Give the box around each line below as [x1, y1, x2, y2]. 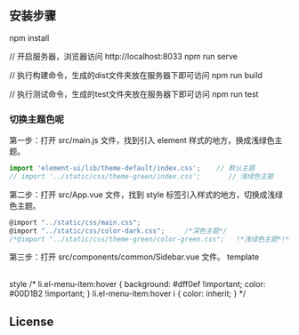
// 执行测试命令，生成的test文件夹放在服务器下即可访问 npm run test [9, 88, 259, 100]
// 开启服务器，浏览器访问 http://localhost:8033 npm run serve [9, 51, 238, 61]
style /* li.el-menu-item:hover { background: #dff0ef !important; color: [9, 279, 266, 290]
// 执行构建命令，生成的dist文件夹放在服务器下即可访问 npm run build [9, 69, 263, 80]
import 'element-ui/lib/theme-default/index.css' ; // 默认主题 [9, 164, 255, 173]
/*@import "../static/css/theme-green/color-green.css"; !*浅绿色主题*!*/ [9, 235, 294, 243]
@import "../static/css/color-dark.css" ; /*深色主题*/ [9, 226, 228, 235]
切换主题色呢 [9, 113, 65, 125]
